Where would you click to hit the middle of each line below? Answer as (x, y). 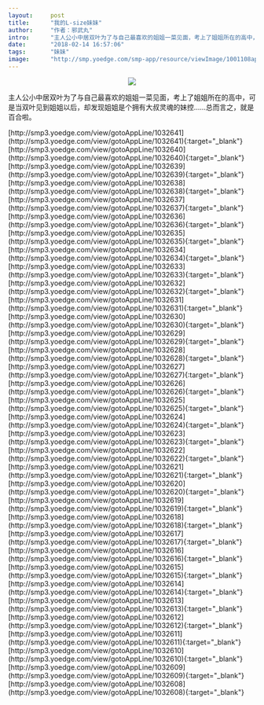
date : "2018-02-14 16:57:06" (66, 45)
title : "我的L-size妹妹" (55, 23)
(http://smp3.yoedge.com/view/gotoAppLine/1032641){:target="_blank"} (126, 141)
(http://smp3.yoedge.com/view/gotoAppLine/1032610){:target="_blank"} (126, 659)
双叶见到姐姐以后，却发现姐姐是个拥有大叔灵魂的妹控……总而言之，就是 (138, 107)
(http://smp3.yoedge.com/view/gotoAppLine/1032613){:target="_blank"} (126, 608)
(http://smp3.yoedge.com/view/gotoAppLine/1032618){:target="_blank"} (126, 525)
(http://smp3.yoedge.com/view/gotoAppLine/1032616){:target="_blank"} (126, 558)
